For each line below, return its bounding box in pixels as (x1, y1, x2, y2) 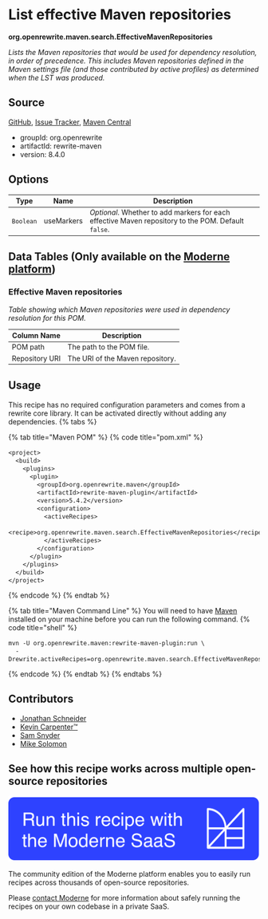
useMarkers (43, 216, 84, 226)
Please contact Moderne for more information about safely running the (8, 893, 241, 902)
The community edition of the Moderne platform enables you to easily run (8, 869, 251, 878)
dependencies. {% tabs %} (8, 416, 97, 426)
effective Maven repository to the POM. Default (89, 216, 245, 226)
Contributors (8, 692, 74, 706)
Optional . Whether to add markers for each (89, 207, 231, 217)
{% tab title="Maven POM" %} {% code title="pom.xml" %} (8, 432, 203, 442)
